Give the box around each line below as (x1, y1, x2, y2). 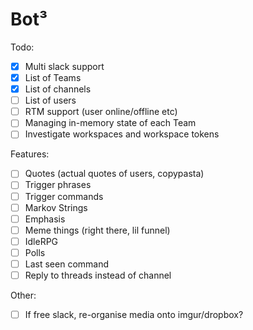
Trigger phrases (24, 179, 92, 191)
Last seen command (24, 258, 110, 270)
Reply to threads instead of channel (24, 269, 172, 281)
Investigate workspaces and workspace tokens (24, 128, 220, 140)
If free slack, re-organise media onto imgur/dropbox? (24, 309, 244, 320)
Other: (10, 289, 37, 301)
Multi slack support (24, 60, 105, 72)
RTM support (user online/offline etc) (24, 106, 178, 118)
